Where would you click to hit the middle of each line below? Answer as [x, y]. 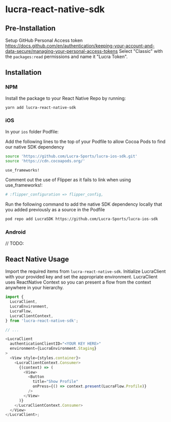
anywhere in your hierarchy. [35, 288]
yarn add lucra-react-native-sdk [41, 107]
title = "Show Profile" [55, 382]
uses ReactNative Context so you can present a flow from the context [78, 282]
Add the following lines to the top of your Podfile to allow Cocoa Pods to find [85, 142]
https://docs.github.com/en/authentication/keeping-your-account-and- [80, 46]
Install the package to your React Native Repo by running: [66, 98]
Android [16, 232]
